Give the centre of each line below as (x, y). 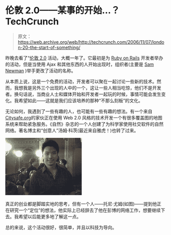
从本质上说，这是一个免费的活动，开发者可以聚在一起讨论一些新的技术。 (81, 81)
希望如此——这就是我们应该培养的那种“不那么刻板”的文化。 (81, 100)
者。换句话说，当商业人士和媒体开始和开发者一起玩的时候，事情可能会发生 (83, 94)
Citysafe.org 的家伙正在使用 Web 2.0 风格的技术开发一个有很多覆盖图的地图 (84, 118)
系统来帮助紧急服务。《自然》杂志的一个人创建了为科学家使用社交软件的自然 (84, 124)
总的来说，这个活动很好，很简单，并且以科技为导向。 (61, 227)
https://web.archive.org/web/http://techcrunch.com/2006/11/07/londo (91, 42)
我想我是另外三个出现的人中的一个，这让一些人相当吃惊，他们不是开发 (88, 87)
